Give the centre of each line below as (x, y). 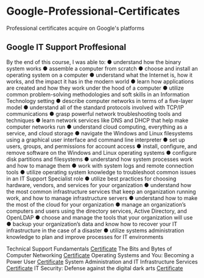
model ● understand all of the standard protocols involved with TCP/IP (95, 107)
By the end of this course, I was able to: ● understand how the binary (94, 62)
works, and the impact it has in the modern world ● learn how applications (100, 81)
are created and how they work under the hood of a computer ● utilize (95, 88)
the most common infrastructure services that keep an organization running (101, 191)
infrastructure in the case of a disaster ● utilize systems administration (95, 230)
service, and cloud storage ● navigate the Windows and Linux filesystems (100, 133)
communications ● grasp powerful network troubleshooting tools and (94, 113)
